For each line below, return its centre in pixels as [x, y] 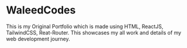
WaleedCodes [41, 10]
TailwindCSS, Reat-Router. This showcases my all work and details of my [94, 32]
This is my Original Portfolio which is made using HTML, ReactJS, [85, 26]
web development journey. [38, 39]
